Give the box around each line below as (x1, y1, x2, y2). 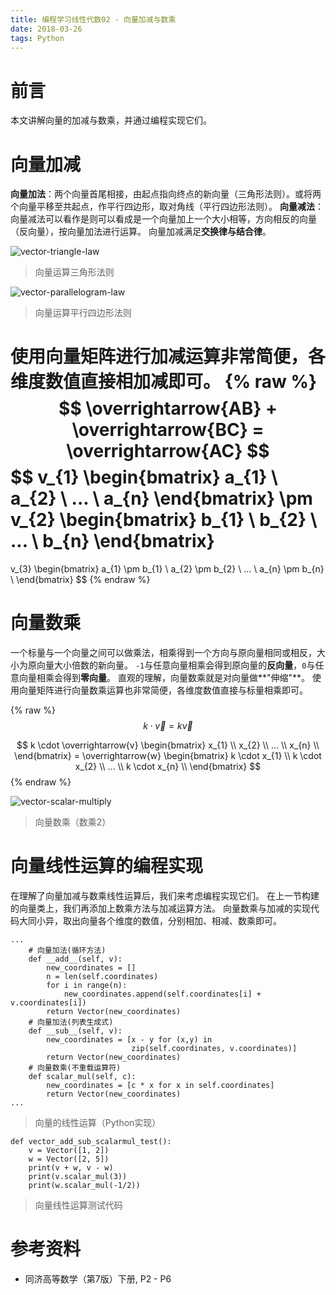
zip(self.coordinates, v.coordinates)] (131, 1044, 298, 1054)
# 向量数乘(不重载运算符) (28, 1063, 122, 1073)
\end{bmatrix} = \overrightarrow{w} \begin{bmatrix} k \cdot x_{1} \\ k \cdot (14, 750, 322, 762)
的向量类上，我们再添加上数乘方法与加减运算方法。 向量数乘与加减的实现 (10, 902, 311, 915)
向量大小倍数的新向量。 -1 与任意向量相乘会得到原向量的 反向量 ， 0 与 (36, 659, 316, 671)
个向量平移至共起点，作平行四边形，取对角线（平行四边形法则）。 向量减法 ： (10, 201, 324, 213)
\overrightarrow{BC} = (71, 419, 265, 441)
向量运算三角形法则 (34, 266, 115, 278)
